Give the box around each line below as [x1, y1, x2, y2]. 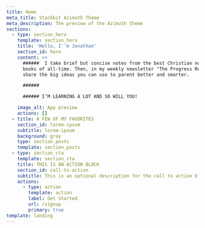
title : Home [6, 9, 37, 15]
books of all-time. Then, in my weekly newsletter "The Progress [22, 65, 192, 72]
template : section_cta [17, 156, 75, 162]
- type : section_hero [12, 32, 67, 38]
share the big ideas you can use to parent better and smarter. [22, 72, 190, 78]
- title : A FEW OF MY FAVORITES [12, 116, 95, 122]
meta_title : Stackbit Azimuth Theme [6, 15, 99, 21]
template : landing [6, 212, 53, 219]
